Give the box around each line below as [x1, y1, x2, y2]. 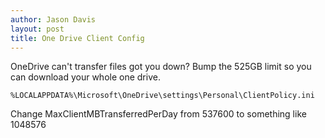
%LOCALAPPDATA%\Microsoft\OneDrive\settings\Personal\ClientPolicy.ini [10, 91, 315, 101]
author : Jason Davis [10, 14, 97, 25]
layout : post [10, 24, 65, 34]
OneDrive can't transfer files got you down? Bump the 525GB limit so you [10, 61, 312, 73]
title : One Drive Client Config [10, 33, 145, 43]
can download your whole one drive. [10, 71, 161, 83]
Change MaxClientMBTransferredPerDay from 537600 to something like [10, 108, 307, 120]
